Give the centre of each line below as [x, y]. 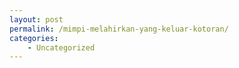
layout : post [36, 19]
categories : [34, 38]
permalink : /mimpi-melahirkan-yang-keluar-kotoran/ [119, 29]
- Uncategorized [61, 47]
